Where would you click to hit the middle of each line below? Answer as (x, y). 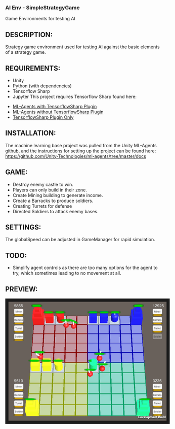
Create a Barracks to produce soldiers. (53, 201)
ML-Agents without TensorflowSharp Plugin (58, 112)
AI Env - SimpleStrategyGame (42, 8)
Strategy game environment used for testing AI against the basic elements (83, 47)
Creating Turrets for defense (42, 206)
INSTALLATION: (31, 133)
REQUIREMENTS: (33, 68)
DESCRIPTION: (29, 35)
